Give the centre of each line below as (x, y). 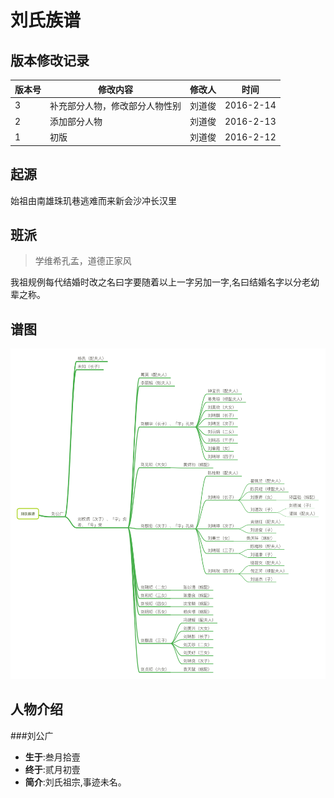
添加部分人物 (76, 121)
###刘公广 (32, 735)
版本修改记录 (50, 60)
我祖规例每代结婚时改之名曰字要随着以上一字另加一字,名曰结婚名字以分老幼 (165, 282)
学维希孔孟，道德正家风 (83, 261)
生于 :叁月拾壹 (52, 757)
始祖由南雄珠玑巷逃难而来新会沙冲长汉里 (93, 200)
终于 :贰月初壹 (52, 769)
